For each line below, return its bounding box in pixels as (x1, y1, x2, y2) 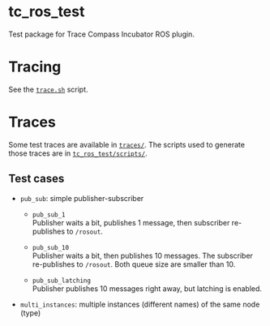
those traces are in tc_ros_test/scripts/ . (8, 148, 148, 158)
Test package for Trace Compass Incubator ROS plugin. (8, 29, 195, 39)
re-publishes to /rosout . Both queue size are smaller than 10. (32, 259, 236, 269)
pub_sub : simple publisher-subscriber (19, 193, 144, 203)
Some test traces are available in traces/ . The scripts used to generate (8, 139, 246, 149)
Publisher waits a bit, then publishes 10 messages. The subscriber (32, 251, 254, 260)
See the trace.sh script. (8, 84, 88, 94)
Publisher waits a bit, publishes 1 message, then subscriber (32, 217, 230, 227)
